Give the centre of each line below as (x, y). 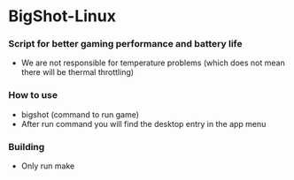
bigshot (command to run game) (80, 114)
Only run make (48, 166)
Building (27, 146)
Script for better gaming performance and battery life (125, 44)
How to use (33, 95)
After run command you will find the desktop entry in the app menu (143, 124)
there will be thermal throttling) (77, 72)
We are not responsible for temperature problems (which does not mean (153, 63)
